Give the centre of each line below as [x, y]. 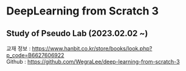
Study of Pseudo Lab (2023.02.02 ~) [77, 33]
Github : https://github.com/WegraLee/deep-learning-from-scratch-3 [93, 62]
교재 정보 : [19, 48]
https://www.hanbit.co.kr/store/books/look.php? [92, 48]
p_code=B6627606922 [36, 55]
